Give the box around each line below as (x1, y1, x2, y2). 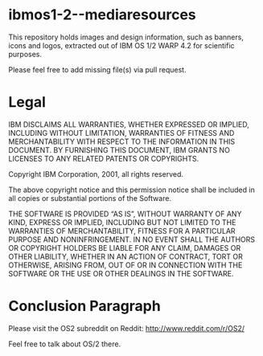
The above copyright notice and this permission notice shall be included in (8, 185, 255, 194)
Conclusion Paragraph (8, 297, 161, 315)
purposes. (8, 49, 43, 59)
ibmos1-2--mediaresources (8, 6, 197, 24)
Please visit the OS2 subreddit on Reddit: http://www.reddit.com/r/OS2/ (8, 323, 245, 333)
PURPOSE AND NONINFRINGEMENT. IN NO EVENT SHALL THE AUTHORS (8, 235, 256, 244)
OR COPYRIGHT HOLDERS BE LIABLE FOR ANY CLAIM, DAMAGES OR (8, 243, 241, 252)
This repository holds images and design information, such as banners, (8, 32, 244, 42)
